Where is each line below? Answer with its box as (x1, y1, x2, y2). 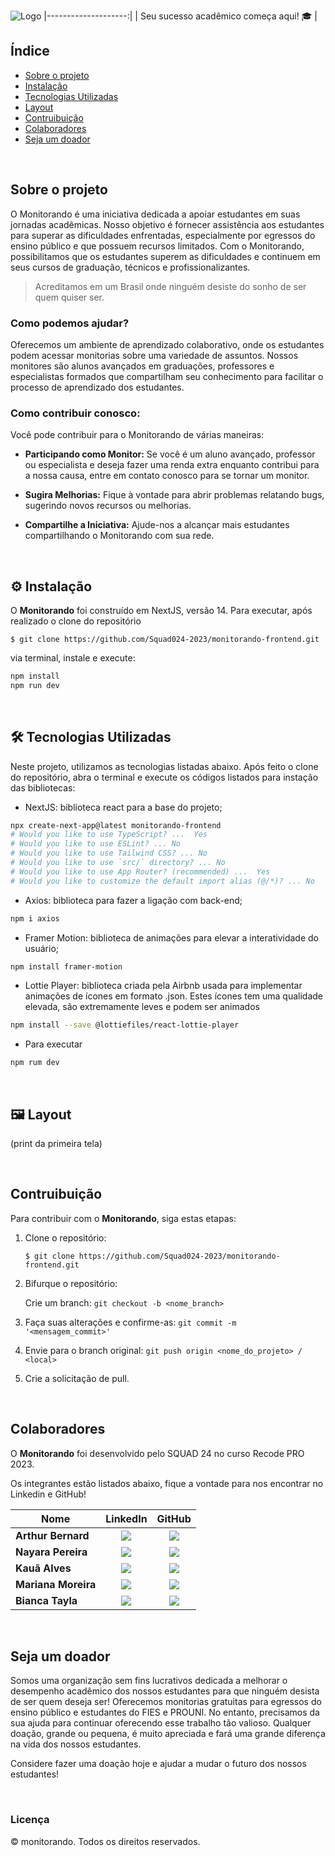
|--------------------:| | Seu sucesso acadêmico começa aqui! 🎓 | (43, 10, 318, 22)
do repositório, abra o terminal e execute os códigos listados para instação (10, 771, 319, 783)
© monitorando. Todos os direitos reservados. (10, 1835, 201, 1847)
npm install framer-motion (10, 961, 123, 972)
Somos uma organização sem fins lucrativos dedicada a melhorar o (10, 1675, 288, 1687)
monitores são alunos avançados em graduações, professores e (10, 360, 275, 372)
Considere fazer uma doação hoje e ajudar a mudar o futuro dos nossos (10, 1758, 307, 1770)
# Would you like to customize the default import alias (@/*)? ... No (10, 876, 315, 886)
